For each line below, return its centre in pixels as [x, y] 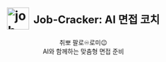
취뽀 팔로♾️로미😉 [83, 42]
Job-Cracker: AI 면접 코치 [97, 19]
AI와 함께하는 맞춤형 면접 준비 [83, 51]
